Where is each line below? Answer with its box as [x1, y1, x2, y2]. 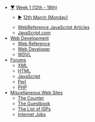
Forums [10, 57, 26, 63]
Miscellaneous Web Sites [10, 90, 63, 95]
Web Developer [17, 46, 50, 52]
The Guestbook [17, 100, 50, 107]
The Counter [17, 95, 45, 101]
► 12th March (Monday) [17, 14, 68, 20]
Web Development [10, 35, 49, 41]
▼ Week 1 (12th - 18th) [10, 5, 57, 10]
